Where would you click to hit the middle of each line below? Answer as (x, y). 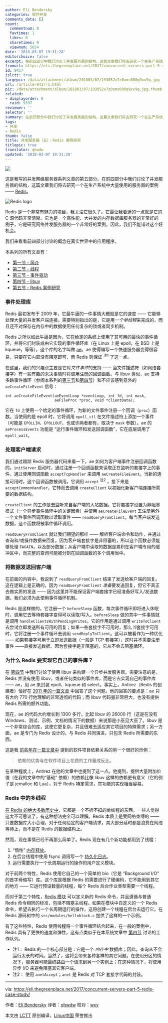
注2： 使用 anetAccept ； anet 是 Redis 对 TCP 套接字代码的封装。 (79, 974)
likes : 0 (19, 38)
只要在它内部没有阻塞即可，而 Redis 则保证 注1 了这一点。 (73, 356)
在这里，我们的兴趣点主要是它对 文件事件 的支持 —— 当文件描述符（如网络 (81, 367)
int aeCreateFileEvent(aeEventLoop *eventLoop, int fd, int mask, (76, 396)
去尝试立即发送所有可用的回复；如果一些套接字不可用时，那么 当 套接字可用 (82, 627)
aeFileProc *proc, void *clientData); (95, 400)
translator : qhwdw (24, 150)
